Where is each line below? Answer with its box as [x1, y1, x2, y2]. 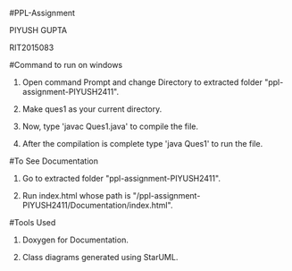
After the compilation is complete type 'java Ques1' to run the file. [21, 139, 263, 148]
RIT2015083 [9, 42, 54, 53]
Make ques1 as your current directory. [21, 104, 163, 114]
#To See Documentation [9, 156, 99, 166]
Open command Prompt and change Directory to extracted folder [21, 77, 263, 88]
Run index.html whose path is [21, 191, 131, 200]
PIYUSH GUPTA [9, 25, 68, 35]
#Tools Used [9, 217, 56, 227]
